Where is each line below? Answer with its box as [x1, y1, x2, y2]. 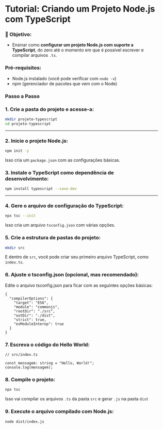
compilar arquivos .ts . [12, 52, 57, 58]
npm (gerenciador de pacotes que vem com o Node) [12, 81, 117, 86]
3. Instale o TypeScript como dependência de [5, 169, 114, 176]
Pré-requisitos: [5, 65, 42, 71]
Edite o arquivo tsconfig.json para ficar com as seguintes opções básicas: [5, 282, 153, 288]
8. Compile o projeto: [5, 376, 56, 383]
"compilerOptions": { [9, 296, 53, 301]
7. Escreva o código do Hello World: [5, 341, 90, 348]
